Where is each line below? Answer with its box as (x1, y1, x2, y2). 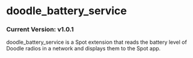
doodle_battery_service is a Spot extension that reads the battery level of (6, 38, 188, 46)
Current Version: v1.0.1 (6, 25, 74, 34)
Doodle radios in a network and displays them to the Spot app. (6, 45, 161, 52)
